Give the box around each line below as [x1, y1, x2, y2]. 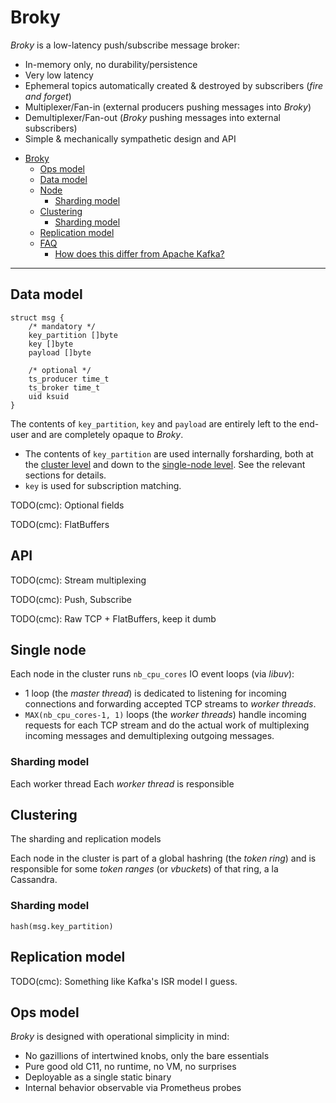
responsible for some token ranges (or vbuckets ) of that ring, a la [10, 863, 279, 875]
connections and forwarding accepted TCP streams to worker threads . [24, 698, 317, 710]
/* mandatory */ [28, 321, 97, 331]
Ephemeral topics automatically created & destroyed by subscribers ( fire [24, 79, 324, 91]
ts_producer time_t [28, 374, 110, 384]
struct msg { [10, 312, 65, 323]
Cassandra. [10, 874, 58, 886]
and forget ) [24, 90, 72, 102]
